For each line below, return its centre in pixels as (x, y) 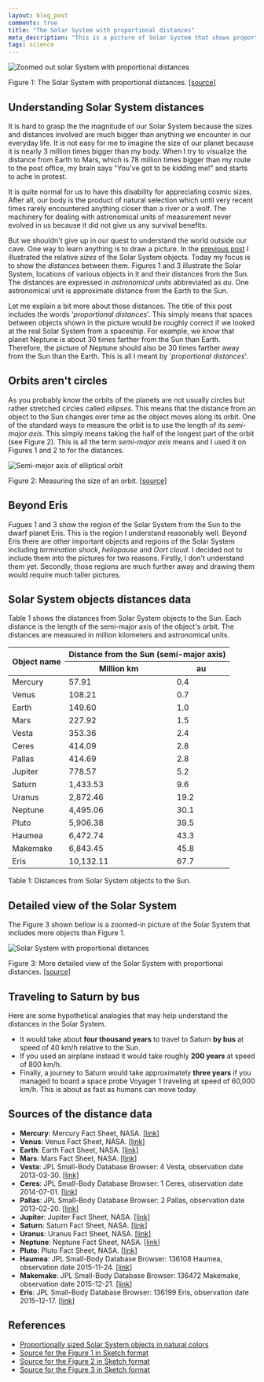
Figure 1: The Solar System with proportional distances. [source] (112, 83)
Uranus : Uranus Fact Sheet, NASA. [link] (85, 1233)
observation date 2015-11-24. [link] (75, 1267)
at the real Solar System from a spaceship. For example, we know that (121, 331)
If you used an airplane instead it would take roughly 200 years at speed (137, 1056)
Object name (37, 661)
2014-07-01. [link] (48, 1191)
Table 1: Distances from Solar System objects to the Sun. (100, 881)
